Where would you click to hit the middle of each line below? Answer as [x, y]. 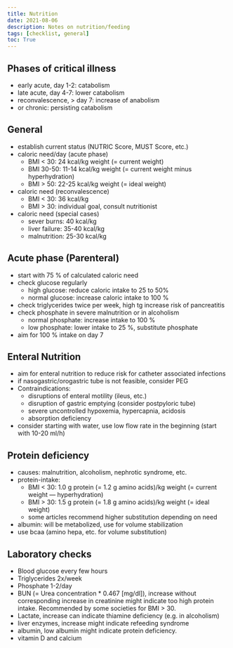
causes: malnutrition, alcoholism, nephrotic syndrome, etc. [102, 472]
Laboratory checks [49, 554]
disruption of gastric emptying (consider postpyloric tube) [112, 404]
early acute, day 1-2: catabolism [64, 85]
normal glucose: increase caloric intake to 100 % [98, 297]
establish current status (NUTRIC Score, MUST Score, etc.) [103, 146]
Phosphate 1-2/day [45, 586]
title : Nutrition [33, 14]
